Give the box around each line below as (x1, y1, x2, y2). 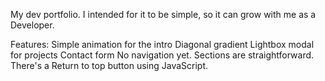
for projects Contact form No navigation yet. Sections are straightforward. (10, 49, 315, 61)
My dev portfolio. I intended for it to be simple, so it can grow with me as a (10, 9, 317, 20)
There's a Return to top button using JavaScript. (10, 60, 209, 71)
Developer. (10, 19, 55, 31)
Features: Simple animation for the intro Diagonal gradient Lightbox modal (10, 39, 315, 50)
